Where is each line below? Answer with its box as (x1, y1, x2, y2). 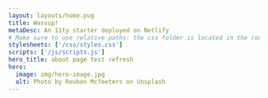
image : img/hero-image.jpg (15, 70, 105, 78)
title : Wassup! (8, 19, 59, 27)
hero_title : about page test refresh (8, 56, 134, 64)
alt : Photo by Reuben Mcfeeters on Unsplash (15, 77, 166, 85)
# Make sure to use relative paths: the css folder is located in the (8, 33, 248, 42)
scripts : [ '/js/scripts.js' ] (8, 48, 105, 56)
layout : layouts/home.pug (8, 11, 94, 20)
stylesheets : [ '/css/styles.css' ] (8, 41, 124, 49)
